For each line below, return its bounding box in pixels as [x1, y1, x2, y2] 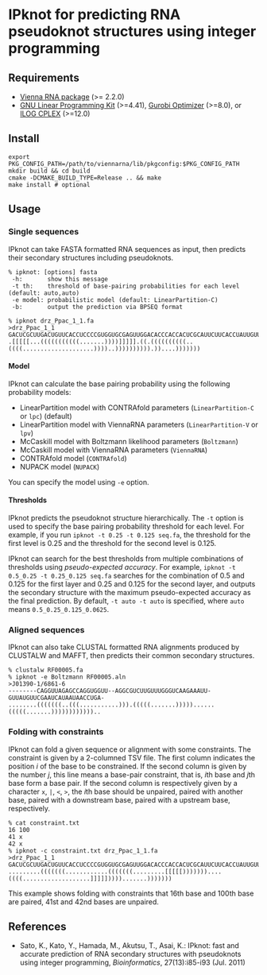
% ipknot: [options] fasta [8, 268, 98, 276]
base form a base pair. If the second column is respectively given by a [8, 778, 238, 787]
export [8, 153, 30, 161]
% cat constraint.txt [8, 818, 80, 827]
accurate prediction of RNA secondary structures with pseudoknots [19, 950, 242, 959]
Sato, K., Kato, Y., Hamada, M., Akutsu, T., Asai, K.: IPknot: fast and [19, 941, 240, 950]
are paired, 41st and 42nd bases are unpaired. [8, 896, 159, 907]
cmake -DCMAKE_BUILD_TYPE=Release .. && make [8, 173, 161, 182]
